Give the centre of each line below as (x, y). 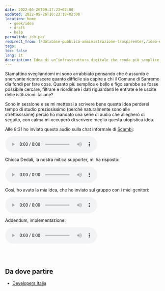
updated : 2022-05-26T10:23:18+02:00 (42, 14)
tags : (11, 46)
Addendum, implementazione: (36, 220)
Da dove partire (29, 271)
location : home (21, 19)
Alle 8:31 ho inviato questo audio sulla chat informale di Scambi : (69, 129)
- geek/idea (22, 23)
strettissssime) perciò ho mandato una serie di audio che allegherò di (75, 115)
